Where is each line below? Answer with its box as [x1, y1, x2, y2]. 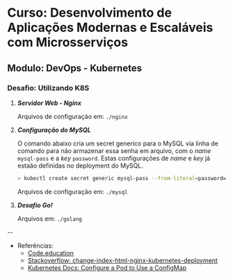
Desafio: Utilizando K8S [7, 83, 90, 93]
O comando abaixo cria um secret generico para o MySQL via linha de [17, 139, 219, 148]
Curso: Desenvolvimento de [7, 5, 172, 21]
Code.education [27, 248, 74, 257]
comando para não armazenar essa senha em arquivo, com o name [17, 146, 211, 154]
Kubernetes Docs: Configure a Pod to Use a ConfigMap [27, 263, 186, 272]
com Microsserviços [7, 35, 129, 50]
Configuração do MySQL [17, 125, 92, 134]
